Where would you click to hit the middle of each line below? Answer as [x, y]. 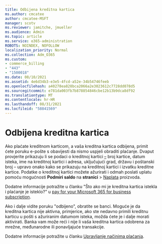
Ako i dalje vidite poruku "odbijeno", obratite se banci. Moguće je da [73, 206]
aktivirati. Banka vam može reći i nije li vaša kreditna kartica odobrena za [77, 222]
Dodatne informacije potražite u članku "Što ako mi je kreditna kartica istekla [81, 186]
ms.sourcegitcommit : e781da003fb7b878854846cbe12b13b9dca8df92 [70, 91]
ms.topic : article [23, 37]
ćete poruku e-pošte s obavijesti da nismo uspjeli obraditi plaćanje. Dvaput [80, 151]
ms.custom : [16, 59]
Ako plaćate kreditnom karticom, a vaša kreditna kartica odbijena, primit [77, 146]
